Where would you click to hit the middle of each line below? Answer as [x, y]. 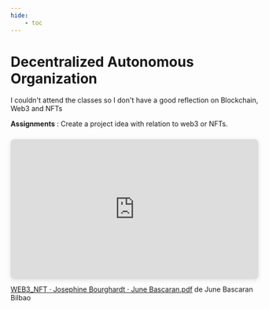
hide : [19, 15]
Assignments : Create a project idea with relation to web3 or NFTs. [119, 124]
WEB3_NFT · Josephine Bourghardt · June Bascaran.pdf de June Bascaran [132, 289]
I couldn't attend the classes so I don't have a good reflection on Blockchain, [134, 100]
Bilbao [21, 297]
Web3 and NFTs [37, 109]
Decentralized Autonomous [102, 62]
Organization [54, 78]
